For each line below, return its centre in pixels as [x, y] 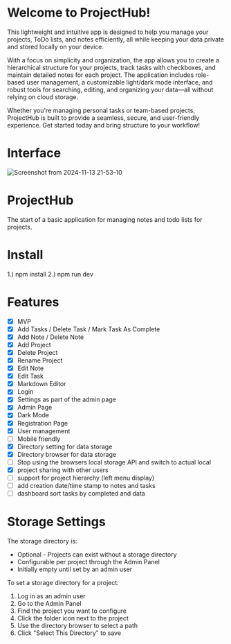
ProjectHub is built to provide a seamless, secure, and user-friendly [103, 118]
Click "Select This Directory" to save [69, 633]
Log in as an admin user [51, 596]
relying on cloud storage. [43, 97]
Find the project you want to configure [72, 611]
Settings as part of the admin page [66, 399]
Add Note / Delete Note [50, 337]
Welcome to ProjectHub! [79, 13]
